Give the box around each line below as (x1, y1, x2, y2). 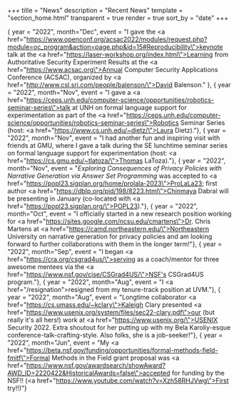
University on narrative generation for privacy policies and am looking (7, 232, 213, 241)
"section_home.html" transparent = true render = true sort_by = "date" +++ (7, 14, 229, 22)
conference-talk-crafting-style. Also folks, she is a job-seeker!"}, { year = (7, 331, 223, 339)
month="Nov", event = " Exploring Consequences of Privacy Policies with (7, 164, 223, 172)
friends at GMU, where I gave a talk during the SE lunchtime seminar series (7, 141, 228, 149)
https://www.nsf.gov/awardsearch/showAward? (26, 361, 166, 370)
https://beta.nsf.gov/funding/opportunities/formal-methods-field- (26, 346, 219, 354)
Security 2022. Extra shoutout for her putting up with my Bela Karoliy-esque (7, 323, 231, 331)
